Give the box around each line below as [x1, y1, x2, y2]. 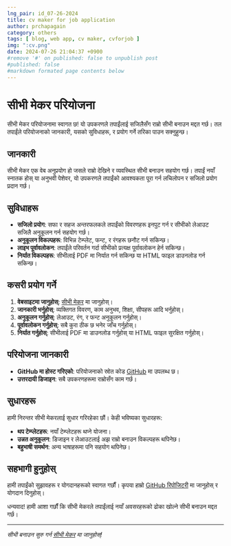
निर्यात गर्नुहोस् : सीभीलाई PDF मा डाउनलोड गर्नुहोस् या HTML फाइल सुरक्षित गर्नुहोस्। [16, 328, 204, 337]
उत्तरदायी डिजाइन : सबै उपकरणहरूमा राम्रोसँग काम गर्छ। [16, 375, 137, 383]
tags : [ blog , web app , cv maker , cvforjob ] [7, 36, 140, 43]
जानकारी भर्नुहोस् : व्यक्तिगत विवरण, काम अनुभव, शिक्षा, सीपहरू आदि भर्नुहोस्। [16, 305, 184, 313]
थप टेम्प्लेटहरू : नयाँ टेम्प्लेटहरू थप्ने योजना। [16, 427, 111, 435]
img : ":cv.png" [7, 42, 51, 49]
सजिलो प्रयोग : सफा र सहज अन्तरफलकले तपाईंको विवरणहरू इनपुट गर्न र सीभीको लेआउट [16, 220, 209, 229]
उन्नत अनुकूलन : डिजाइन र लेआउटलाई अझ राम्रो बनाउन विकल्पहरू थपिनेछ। [16, 435, 181, 443]
